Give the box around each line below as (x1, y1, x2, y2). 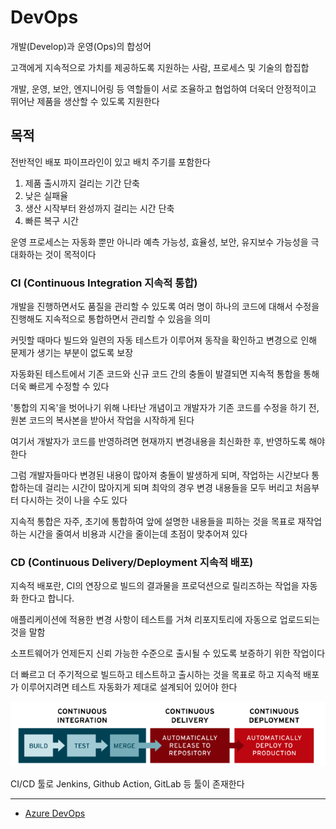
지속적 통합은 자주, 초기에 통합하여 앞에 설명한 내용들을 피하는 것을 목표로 (10, 516, 296, 528)
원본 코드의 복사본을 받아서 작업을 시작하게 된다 (10, 414, 195, 426)
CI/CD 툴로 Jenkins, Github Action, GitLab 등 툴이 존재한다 (10, 777, 245, 790)
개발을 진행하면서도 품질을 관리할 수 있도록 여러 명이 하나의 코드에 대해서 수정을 (10, 301, 320, 313)
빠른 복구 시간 (24, 214, 79, 226)
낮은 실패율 (24, 189, 69, 201)
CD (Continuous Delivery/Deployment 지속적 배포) (10, 555, 254, 569)
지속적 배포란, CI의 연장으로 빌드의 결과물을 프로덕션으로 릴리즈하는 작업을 (10, 580, 300, 592)
